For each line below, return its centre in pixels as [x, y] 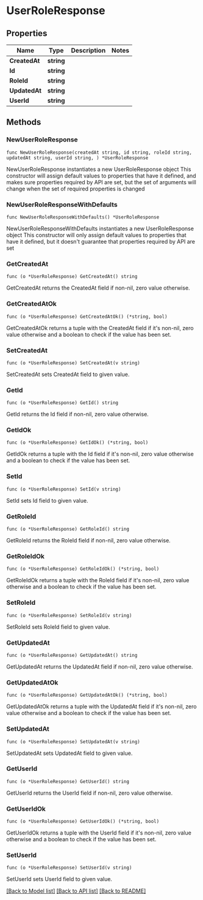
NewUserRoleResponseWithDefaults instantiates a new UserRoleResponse [100, 228]
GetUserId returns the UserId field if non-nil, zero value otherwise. [90, 793]
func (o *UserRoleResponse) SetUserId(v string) [69, 868]
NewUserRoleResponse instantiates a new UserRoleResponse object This [99, 169]
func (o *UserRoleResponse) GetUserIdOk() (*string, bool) [83, 822]
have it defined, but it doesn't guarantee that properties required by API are [101, 241]
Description [88, 51]
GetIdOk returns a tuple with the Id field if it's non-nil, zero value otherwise [100, 454]
